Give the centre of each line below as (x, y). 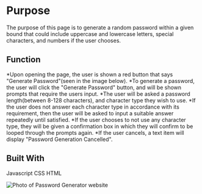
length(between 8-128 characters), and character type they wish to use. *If (101, 100)
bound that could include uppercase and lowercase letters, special (90, 34)
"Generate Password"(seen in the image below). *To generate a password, (101, 81)
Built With (25, 158)
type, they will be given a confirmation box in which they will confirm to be (100, 126)
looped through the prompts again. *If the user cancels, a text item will (95, 132)
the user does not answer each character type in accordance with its (93, 107)
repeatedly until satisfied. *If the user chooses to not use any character (96, 120)
